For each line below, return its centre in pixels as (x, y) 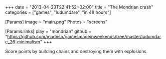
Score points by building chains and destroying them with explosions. (77, 51)
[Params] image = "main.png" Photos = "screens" (56, 22)
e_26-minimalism (23, 42)
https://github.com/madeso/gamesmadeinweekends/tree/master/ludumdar (84, 37)
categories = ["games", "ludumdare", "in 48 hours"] (58, 12)
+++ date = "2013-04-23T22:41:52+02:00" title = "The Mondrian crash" (79, 7)
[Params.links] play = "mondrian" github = (48, 31)
